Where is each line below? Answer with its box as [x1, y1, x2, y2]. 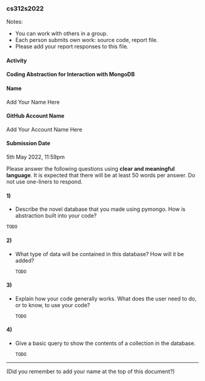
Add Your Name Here [6, 98, 60, 105]
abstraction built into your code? [15, 212, 97, 219]
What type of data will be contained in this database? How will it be [15, 250, 184, 257]
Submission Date [6, 140, 51, 147]
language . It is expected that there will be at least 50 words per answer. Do [6, 172, 195, 179]
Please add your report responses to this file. [15, 43, 129, 50]
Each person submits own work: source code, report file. [15, 37, 159, 44]
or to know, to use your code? [15, 301, 90, 308]
